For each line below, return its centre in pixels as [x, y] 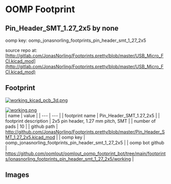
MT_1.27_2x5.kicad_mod [30, 137]
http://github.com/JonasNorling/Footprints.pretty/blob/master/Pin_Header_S [85, 132]
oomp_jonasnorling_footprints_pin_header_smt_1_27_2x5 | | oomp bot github [85, 142]
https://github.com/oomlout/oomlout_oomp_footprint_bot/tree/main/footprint [85, 153]
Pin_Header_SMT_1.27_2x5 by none [62, 28]
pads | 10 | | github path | [32, 126]
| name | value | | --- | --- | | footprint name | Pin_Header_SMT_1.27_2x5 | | [83, 115]
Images [17, 175]
